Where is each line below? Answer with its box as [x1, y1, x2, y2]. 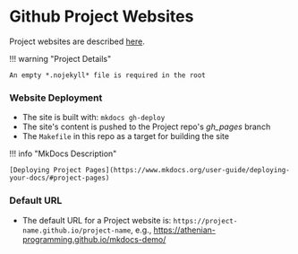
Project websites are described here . [9, 36, 145, 47]
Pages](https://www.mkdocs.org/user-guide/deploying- [85, 166, 291, 175]
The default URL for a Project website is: [21, 215, 172, 225]
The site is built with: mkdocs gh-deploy [21, 112, 166, 123]
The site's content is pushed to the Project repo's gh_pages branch [21, 121, 271, 132]
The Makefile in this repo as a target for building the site [21, 131, 230, 142]
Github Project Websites [9, 6, 194, 27]
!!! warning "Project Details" [9, 53, 112, 64]
